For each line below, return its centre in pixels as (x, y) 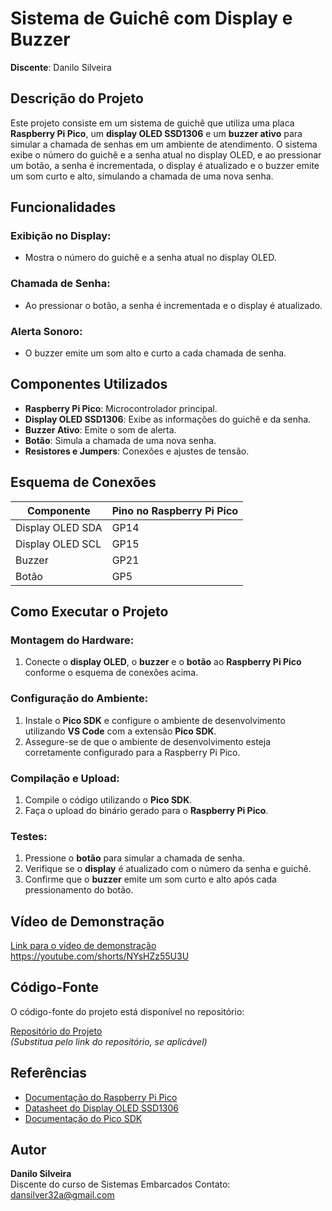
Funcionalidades (63, 207)
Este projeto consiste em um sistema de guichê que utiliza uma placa (152, 123)
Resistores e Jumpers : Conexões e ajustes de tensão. (137, 451)
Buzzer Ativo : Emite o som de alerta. (100, 429)
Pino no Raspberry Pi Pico (175, 510)
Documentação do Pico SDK (83, 1118)
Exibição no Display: (61, 236)
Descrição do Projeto (77, 98)
